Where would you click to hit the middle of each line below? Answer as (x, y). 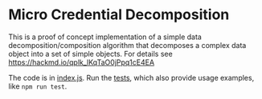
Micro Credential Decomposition (119, 15)
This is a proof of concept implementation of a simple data (105, 37)
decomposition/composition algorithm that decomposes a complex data (127, 45)
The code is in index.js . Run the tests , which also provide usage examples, (131, 77)
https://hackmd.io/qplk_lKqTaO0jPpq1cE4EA (82, 62)
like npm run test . (38, 86)
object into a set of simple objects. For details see (90, 53)
